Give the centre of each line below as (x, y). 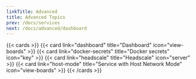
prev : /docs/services (33, 23)
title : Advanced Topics (36, 17)
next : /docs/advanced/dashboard (46, 28)
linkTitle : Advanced (32, 12)
